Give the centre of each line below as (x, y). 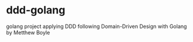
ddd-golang (36, 10)
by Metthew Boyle (28, 32)
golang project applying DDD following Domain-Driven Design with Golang (97, 26)
